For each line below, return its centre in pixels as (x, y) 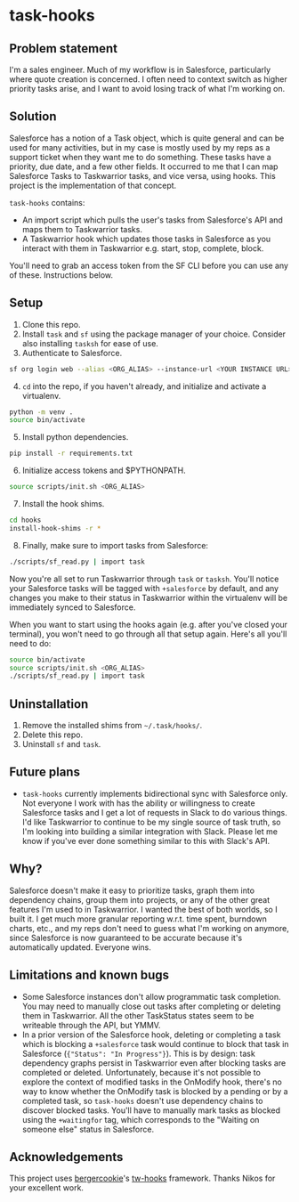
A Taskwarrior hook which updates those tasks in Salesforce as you (146, 239)
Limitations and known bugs (89, 975)
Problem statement (64, 49)
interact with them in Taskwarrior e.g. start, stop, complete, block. (143, 248)
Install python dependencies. (75, 437)
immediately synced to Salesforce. (73, 607)
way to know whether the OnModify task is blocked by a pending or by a (155, 1091)
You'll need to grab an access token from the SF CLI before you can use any (149, 265)
